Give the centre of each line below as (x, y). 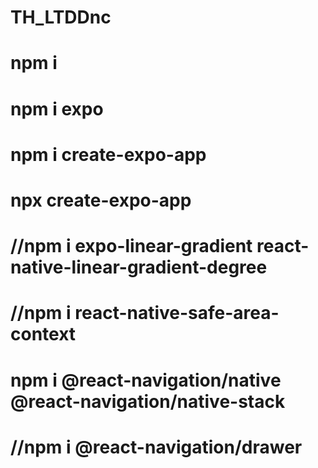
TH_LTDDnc (61, 17)
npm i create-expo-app (108, 154)
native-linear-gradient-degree (139, 267)
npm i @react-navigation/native (146, 380)
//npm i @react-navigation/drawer (156, 447)
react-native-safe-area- (177, 313)
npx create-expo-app (101, 200)
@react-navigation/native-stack (148, 401)
